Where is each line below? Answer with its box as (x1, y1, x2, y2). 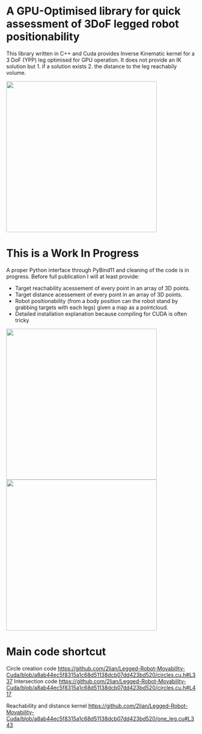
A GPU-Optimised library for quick (6, 4, 181, 18)
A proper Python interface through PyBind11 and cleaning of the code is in (6, 266, 189, 273)
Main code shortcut (6, 645, 106, 659)
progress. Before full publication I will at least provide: (6, 273, 139, 280)
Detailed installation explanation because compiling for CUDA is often (14, 310, 188, 318)
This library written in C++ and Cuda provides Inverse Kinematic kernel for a (6, 49, 195, 57)
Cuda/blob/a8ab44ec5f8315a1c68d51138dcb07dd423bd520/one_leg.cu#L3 (6, 715, 194, 722)
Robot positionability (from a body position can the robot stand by (14, 297, 179, 304)
